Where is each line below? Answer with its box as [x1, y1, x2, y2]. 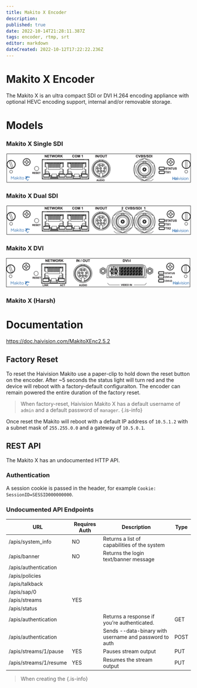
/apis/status [8, 605, 38, 612]
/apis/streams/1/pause [8, 648, 64, 655]
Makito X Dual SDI [6, 191, 59, 199]
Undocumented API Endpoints [6, 505, 94, 513]
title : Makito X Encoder [6, 9, 67, 15]
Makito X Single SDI [6, 140, 63, 148]
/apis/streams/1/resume [8, 659, 67, 666]
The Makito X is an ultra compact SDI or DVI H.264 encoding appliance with [6, 91, 189, 99]
